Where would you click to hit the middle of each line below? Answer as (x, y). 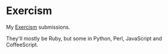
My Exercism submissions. (38, 27)
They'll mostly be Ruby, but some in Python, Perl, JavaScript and (84, 38)
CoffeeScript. (22, 45)
